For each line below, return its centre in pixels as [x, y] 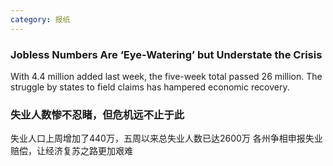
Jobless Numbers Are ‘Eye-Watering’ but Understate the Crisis [166, 54]
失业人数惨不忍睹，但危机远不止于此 [97, 114]
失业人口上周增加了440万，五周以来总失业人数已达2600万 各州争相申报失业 [166, 138]
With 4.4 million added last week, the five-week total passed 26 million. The [166, 76]
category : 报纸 [40, 19]
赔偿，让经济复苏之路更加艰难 [71, 151]
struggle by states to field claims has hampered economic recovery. [150, 87]
